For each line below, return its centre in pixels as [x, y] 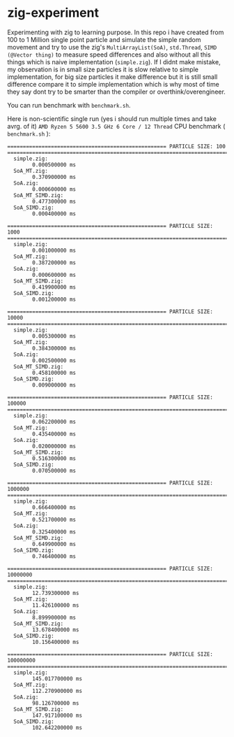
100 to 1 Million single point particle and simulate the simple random [104, 39]
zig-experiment [53, 13]
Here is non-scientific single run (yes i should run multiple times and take [112, 119]
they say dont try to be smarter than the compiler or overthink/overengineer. [117, 92]
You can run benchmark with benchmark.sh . [69, 105]
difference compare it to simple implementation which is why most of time [113, 84]
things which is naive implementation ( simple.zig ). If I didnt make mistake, [114, 62]
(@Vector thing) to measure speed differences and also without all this [109, 55]
